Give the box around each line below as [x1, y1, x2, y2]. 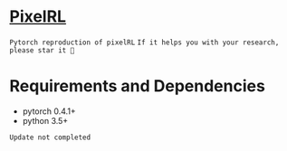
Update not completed [9, 133, 91, 142]
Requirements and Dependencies [9, 76, 265, 97]
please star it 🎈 [9, 45, 75, 55]
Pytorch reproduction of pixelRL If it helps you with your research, [9, 38, 280, 47]
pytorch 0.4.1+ [22, 106, 77, 117]
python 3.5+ [22, 115, 69, 126]
